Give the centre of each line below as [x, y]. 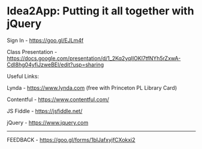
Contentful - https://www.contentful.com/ [58, 99]
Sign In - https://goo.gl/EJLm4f [45, 40]
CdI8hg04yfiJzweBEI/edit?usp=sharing [55, 65]
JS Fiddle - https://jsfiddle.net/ [45, 111]
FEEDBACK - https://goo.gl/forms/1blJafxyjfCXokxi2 [71, 139]
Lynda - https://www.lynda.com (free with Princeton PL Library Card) [92, 87]
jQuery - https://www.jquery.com [48, 122]
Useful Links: [23, 76]
